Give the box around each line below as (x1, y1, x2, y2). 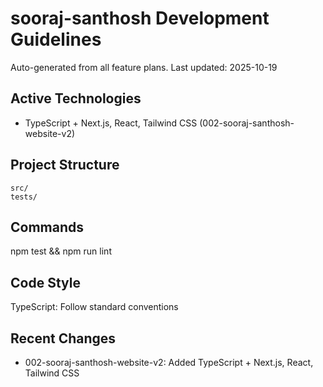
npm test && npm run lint (10, 245, 112, 257)
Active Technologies (10, 90, 142, 107)
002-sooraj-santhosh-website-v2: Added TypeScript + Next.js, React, (24, 357, 314, 368)
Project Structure (10, 157, 120, 174)
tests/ (10, 192, 38, 202)
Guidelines (10, 28, 102, 51)
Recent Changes (10, 330, 117, 347)
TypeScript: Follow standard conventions (10, 301, 179, 313)
